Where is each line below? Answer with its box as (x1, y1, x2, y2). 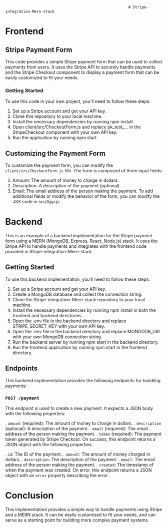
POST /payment (5, 395, 39, 401)
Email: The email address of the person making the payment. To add (12, 188, 153, 194)
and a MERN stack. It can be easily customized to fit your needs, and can (5, 512, 156, 518)
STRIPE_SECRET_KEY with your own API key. (12, 323, 105, 329)
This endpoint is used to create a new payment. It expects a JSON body (5, 405, 153, 411)
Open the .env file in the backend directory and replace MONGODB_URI (12, 328, 160, 334)
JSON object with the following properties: (5, 441, 93, 447)
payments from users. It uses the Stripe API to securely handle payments (5, 64, 156, 70)
